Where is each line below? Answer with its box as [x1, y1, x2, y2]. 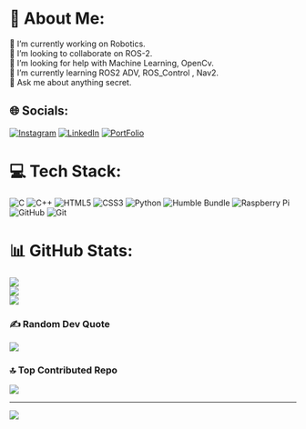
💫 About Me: [9, 8, 106, 29]
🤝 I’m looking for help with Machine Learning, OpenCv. [9, 57, 214, 68]
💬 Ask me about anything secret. [9, 76, 132, 87]
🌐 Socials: [9, 104, 69, 119]
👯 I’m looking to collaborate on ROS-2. [9, 47, 153, 58]
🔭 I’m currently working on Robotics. [9, 38, 146, 49]
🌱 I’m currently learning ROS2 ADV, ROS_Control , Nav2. [9, 67, 219, 78]
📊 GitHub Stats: [9, 240, 134, 261]
